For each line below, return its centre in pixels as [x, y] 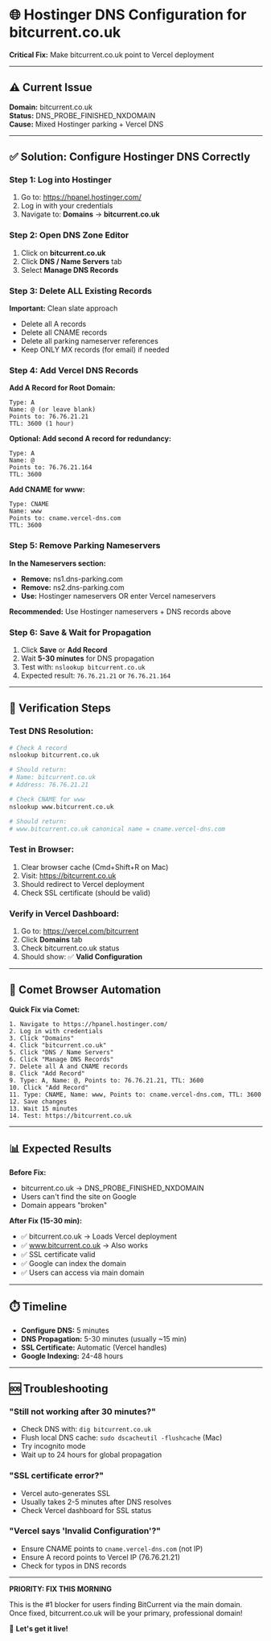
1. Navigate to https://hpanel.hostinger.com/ [88, 1024]
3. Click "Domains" [42, 1038]
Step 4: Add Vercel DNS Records [74, 370]
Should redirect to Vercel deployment [82, 884]
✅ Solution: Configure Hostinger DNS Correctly [130, 157]
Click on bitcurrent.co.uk [63, 253]
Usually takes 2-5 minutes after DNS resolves [96, 1502]
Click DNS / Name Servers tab [72, 261]
